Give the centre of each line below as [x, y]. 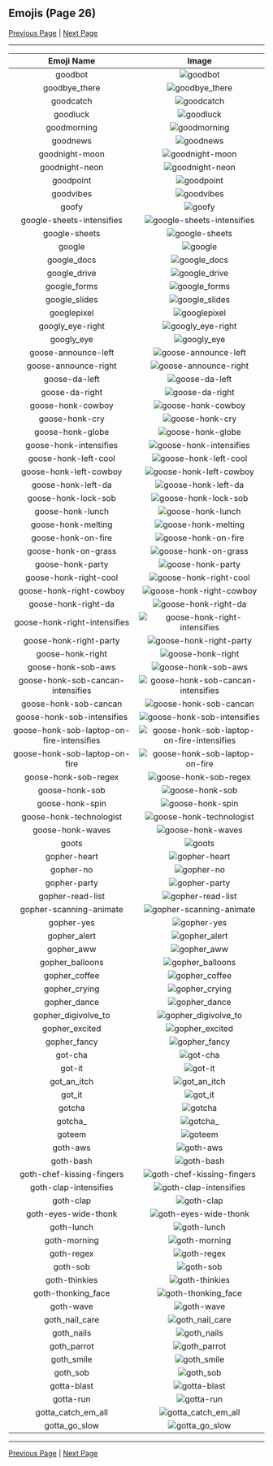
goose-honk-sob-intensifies [72, 717]
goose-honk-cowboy [71, 405]
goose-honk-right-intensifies [71, 622]
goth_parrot [72, 1345]
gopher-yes [71, 922]
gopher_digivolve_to [71, 1015]
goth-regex [71, 1253]
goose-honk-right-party [71, 640]
